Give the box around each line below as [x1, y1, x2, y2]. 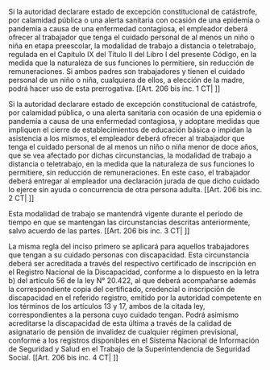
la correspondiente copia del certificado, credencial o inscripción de [8, 285, 235, 294]
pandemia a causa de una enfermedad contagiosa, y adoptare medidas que [8, 117, 260, 125]
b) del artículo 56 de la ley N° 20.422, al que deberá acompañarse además [8, 276, 256, 285]
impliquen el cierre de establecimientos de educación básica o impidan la [8, 125, 252, 134]
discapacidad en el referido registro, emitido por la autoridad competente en [8, 293, 262, 302]
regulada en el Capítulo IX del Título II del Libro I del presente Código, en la [8, 50, 257, 59]
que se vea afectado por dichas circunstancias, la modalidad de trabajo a [8, 150, 252, 160]
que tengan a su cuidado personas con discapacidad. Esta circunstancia [8, 250, 250, 260]
